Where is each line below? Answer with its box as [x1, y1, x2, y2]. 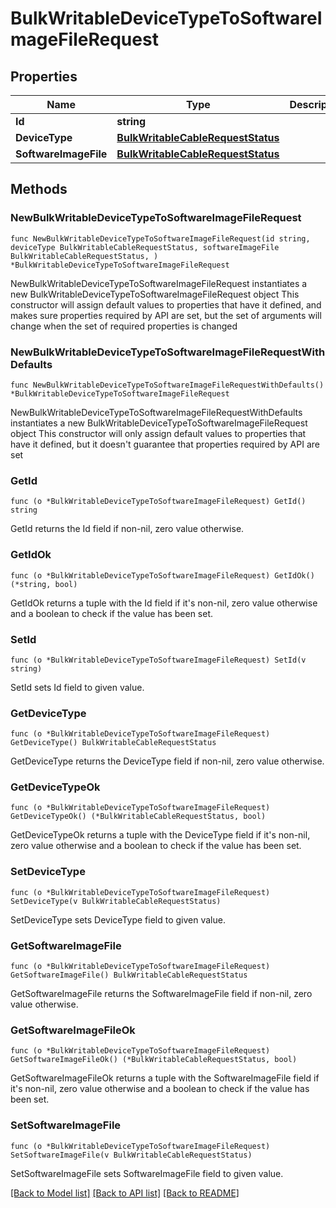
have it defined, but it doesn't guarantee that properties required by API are [10, 438, 320, 450]
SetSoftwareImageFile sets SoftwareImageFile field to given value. [10, 1167, 284, 1179]
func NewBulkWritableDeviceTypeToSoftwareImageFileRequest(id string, [10, 233, 311, 244]
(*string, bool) [10, 579, 78, 589]
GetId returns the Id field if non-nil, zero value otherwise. [10, 523, 245, 535]
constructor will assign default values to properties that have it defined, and [10, 298, 322, 311]
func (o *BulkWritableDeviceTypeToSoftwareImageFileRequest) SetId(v [10, 655, 307, 665]
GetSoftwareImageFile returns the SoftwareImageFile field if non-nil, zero [10, 988, 313, 1000]
